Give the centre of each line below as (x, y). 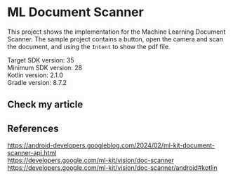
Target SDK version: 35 (41, 60)
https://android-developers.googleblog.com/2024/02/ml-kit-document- (111, 145)
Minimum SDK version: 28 (45, 67)
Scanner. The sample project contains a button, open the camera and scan (115, 39)
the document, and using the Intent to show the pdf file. (89, 46)
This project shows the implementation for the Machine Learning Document (116, 32)
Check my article (45, 105)
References (33, 128)
